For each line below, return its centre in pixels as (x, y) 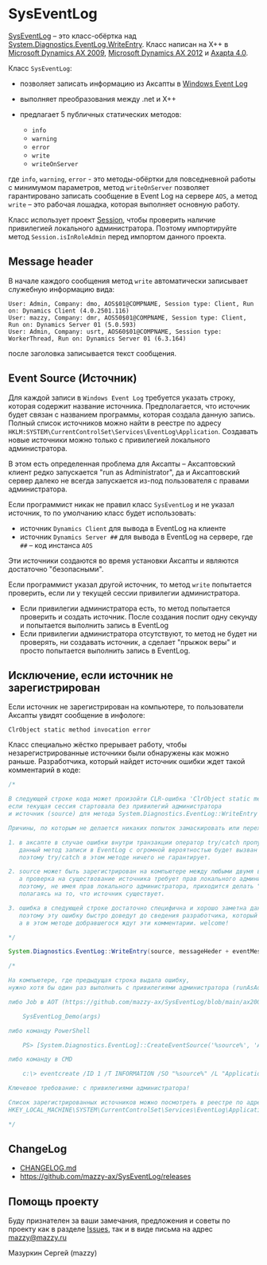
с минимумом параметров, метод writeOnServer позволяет (109, 187)
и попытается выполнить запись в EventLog (94, 625)
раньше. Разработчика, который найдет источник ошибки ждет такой (127, 762)
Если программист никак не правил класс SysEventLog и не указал (121, 504)
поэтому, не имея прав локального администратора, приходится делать (136, 887)
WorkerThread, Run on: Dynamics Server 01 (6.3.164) (97, 339)
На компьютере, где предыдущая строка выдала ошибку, (99, 980)
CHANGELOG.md (48, 1168)
